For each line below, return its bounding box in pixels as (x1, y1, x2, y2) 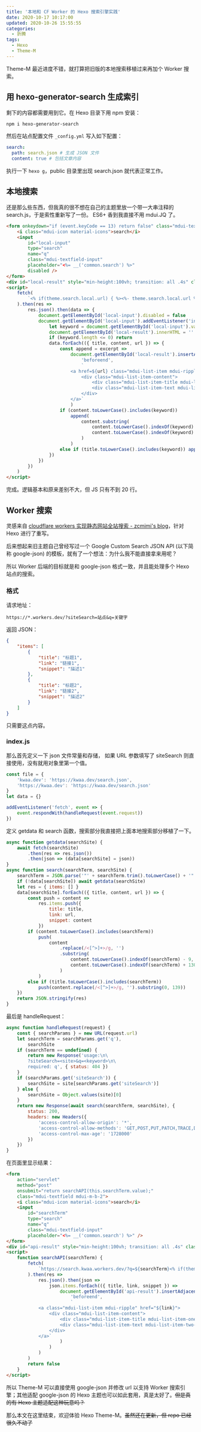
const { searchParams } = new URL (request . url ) (17, 1030, 138, 1036)
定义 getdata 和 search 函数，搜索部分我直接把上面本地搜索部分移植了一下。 (6, 827, 194, 835)
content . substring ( (81, 418, 130, 424)
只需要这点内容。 (6, 722, 48, 730)
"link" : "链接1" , (38, 660, 80, 666)
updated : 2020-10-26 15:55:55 (6, 20, 82, 26)
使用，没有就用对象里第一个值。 (11, 759, 90, 766)
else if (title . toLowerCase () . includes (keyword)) (59, 446, 186, 452)
